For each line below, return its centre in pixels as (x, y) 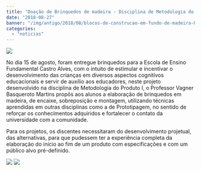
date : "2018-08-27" (31, 17)
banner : (16, 23)
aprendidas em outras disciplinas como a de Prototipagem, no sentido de (96, 107)
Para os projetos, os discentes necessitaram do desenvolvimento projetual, (99, 131)
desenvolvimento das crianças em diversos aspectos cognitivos (85, 75)
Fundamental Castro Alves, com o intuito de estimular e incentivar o (90, 69)
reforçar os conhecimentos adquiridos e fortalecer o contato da (85, 113)
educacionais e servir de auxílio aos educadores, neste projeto (84, 82)
